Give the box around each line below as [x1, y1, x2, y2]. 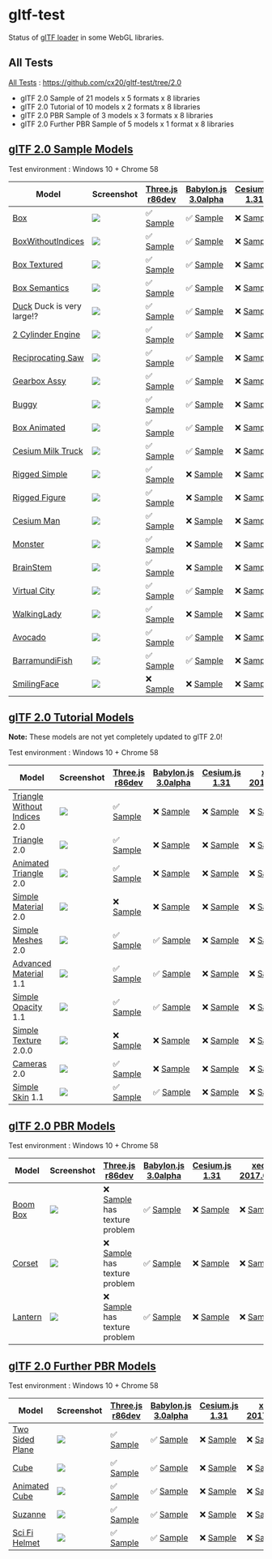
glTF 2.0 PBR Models [8, 1119, 116, 1133]
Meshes [12, 934, 43, 946]
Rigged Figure [12, 492, 66, 503]
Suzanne [12, 1509, 46, 1520]
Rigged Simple [12, 468, 68, 480]
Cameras [12, 1058, 47, 1070]
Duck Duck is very [12, 300, 83, 311]
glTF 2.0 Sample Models [8, 143, 134, 156]
